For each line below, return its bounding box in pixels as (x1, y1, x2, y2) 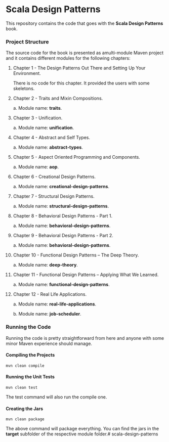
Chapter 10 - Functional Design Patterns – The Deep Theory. (13, 252, 139, 258)
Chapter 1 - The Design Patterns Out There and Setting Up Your (13, 65, 146, 71)
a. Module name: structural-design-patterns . (13, 203, 109, 209)
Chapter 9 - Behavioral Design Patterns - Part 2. (13, 233, 113, 239)
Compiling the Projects (6, 352, 55, 358)
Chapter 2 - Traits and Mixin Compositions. (13, 95, 103, 102)
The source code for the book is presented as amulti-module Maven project (6, 50, 164, 56)
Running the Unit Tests (6, 374, 55, 380)
